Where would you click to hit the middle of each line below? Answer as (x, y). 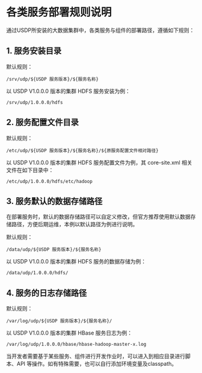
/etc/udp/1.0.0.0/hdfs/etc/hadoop (50, 181)
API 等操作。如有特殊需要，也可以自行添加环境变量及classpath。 (97, 364)
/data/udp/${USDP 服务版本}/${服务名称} (54, 250)
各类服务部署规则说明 (59, 12)
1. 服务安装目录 (34, 51)
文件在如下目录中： (30, 170)
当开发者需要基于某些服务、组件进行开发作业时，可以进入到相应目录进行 (96, 356)
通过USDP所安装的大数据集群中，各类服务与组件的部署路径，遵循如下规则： (100, 30)
